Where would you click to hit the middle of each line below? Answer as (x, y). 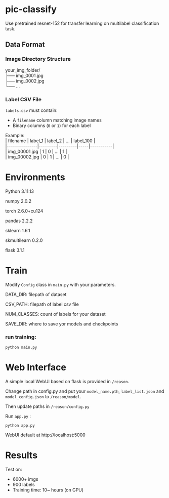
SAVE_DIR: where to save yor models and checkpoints (62, 324)
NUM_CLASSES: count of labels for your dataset (56, 314)
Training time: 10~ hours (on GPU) (48, 490)
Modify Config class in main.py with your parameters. (61, 284)
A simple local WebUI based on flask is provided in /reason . (67, 382)
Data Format (25, 45)
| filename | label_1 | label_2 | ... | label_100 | (50, 141)
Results (22, 455)
